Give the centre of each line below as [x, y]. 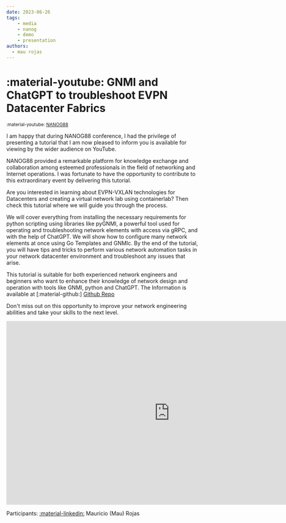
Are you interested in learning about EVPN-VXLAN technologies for [91, 192]
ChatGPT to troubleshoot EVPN [87, 95]
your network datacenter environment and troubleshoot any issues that [96, 256]
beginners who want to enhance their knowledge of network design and [97, 281]
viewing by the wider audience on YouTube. [61, 149]
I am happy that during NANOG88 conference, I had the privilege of [91, 136]
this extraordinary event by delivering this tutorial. [69, 180]
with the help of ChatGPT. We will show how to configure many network [97, 236]
